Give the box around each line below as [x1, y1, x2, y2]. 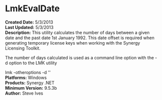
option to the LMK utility [9, 60, 57, 66]
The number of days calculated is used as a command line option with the [5, 54, 154, 60]
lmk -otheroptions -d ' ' [5, 69, 51, 75]
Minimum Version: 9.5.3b [5, 85, 57, 91]
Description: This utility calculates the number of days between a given [5, 29, 150, 35]
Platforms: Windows [5, 75, 47, 80]
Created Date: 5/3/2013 [5, 19, 53, 25]
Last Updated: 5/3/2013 [5, 24, 54, 30]
